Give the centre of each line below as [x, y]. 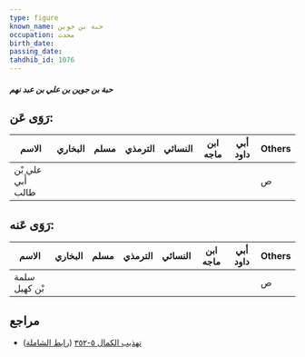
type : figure [34, 18]
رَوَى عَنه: [32, 225]
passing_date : [36, 52]
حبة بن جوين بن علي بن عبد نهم [61, 89]
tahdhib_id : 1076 [42, 60]
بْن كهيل [29, 289]
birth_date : [32, 43]
